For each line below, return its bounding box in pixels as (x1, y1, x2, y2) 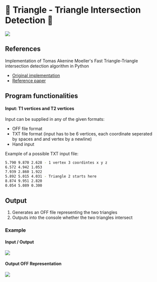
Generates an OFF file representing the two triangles (12, 210, 118, 216)
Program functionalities (5, 92, 78, 100)
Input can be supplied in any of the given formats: (5, 116, 105, 122)
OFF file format (12, 126, 43, 131)
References (5, 45, 41, 53)
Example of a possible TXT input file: (5, 151, 79, 157)
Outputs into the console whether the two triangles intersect (12, 215, 133, 220)
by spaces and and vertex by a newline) (12, 136, 92, 142)
